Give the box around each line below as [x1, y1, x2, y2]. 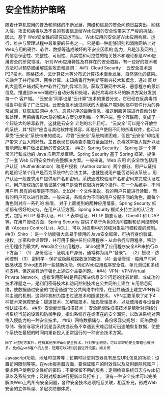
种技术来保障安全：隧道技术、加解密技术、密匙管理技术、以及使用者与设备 [5, 298, 156, 304]
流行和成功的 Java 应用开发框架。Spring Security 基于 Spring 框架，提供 [9, 151, 156, 157]
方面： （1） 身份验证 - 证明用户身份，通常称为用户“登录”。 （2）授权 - [9, 249, 154, 255]
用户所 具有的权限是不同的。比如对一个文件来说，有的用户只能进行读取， [5, 188, 153, 194]
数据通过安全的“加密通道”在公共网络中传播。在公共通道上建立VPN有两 [18, 286, 160, 292]
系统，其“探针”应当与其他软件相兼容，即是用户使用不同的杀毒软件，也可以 [9, 126, 160, 132]
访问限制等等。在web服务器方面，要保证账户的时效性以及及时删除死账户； [9, 361, 160, 367]
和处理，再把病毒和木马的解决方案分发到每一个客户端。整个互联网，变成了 [5, 114, 156, 120]
